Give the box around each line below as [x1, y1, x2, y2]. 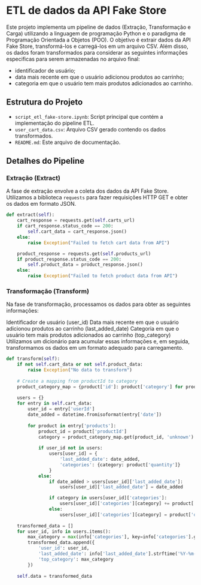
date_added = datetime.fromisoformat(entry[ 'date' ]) [28, 412, 162, 418]
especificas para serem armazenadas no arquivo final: [6, 55, 141, 62]
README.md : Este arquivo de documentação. [14, 139, 121, 146]
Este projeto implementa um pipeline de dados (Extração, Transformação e [6, 23, 191, 31]
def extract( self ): [6, 212, 55, 218]
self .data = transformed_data [17, 573, 93, 579]
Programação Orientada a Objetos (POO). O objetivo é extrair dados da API [6, 36, 191, 43]
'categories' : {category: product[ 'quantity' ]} [59, 461, 181, 468]
